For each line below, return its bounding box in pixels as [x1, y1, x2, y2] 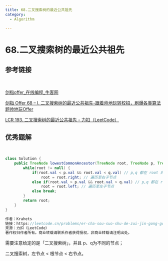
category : [5, 12, 26, 17]
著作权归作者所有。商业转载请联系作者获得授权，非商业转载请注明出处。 [5, 230, 132, 235]
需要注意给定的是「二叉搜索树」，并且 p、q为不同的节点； [5, 240, 124, 246]
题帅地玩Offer [5, 106, 33, 112]
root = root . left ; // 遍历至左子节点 [40, 184, 114, 189]
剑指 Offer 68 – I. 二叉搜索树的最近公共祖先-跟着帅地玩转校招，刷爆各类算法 [5, 100, 161, 106]
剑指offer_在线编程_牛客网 [5, 89, 59, 95]
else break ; [31, 188, 57, 194]
